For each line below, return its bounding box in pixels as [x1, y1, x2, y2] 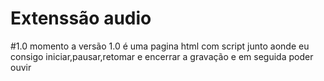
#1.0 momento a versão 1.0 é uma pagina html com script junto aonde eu [10, 40, 310, 52]
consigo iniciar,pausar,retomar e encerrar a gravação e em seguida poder [10, 50, 314, 62]
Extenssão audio [10, 7, 152, 30]
